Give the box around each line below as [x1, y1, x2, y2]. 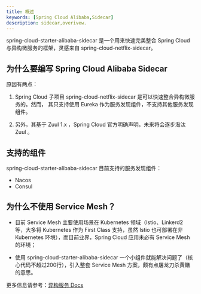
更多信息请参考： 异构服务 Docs [6, 281, 84, 289]
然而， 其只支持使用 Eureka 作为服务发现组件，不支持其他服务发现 [31, 101, 194, 108]
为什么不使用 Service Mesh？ [6, 201, 116, 212]
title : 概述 [6, 8, 34, 15]
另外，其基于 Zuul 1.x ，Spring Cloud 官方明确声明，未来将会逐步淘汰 [14, 121, 186, 128]
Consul [14, 183, 33, 190]
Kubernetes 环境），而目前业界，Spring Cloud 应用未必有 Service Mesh [14, 234, 190, 241]
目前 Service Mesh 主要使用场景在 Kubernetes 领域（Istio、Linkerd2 [14, 219, 184, 226]
